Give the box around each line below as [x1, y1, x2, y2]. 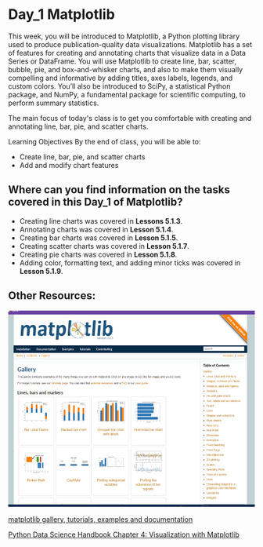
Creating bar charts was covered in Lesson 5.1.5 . [19, 233, 178, 243]
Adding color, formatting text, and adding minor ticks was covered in [19, 257, 241, 268]
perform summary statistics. [8, 98, 99, 108]
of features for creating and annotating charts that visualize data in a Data [8, 48, 247, 57]
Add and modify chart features [19, 160, 119, 170]
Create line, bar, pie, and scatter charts [19, 151, 146, 162]
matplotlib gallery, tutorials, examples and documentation [8, 514, 193, 523]
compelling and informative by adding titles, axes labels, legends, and [8, 73, 233, 82]
